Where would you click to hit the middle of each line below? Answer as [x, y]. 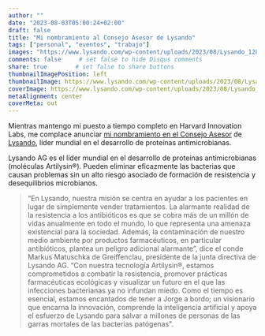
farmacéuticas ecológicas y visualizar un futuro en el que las [126, 282]
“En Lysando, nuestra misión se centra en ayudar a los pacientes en [138, 199]
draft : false [30, 30]
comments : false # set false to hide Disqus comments [105, 60]
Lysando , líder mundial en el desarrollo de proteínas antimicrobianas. [120, 143]
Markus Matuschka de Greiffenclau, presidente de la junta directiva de [142, 257]
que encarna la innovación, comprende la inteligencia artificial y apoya [142, 308]
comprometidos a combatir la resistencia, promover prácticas [127, 274]
